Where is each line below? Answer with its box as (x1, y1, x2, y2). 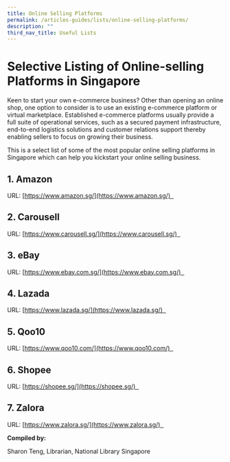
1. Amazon (7, 173, 53, 185)
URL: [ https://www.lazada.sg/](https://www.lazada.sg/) (7, 306, 163, 314)
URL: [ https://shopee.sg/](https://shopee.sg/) (7, 382, 136, 390)
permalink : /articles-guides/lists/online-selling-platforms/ (7, 16, 189, 23)
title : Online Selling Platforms (7, 10, 103, 17)
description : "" (7, 23, 54, 30)
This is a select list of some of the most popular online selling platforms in (7, 146, 216, 155)
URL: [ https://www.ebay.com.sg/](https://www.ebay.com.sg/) (7, 267, 181, 276)
